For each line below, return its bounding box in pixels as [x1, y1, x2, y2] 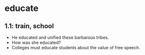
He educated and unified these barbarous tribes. [11, 34, 109, 40]
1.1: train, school [4, 22, 54, 30]
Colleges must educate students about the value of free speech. [11, 45, 141, 50]
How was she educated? [11, 40, 61, 45]
